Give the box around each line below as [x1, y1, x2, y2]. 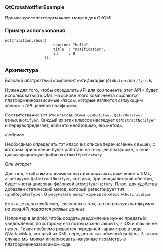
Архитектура [5, 66, 38, 73]
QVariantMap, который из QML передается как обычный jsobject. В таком [5, 231, 158, 236]
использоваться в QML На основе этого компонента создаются [5, 92, 139, 98]
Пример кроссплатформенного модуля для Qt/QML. [5, 15, 114, 21]
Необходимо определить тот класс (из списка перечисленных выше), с [5, 141, 155, 147]
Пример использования [5, 27, 65, 34]
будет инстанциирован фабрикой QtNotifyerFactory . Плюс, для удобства [5, 181, 157, 187]
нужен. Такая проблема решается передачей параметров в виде [5, 226, 142, 232]
